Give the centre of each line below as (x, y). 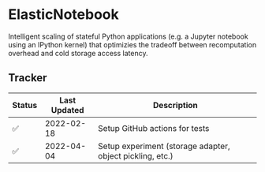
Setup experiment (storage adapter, (164, 146)
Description (175, 105)
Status (25, 105)
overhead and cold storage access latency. (78, 53)
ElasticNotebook (64, 15)
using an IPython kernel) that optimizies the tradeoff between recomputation (132, 44)
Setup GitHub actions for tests (154, 128)
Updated (67, 110)
